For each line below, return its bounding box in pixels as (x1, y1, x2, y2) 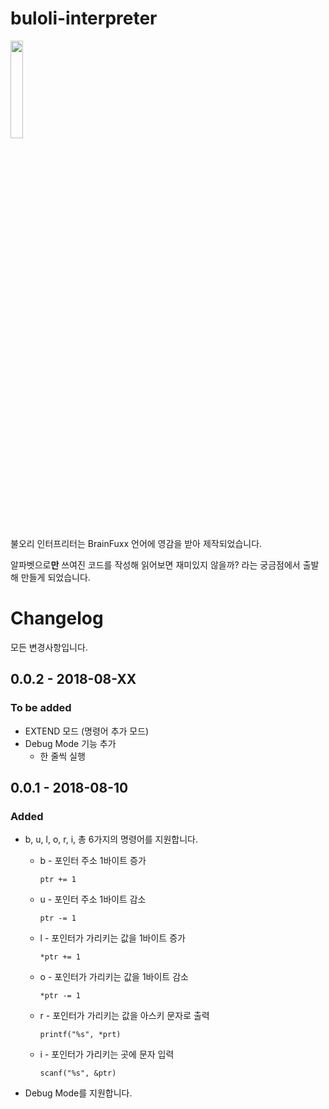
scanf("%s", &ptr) (39, 1068, 117, 1079)
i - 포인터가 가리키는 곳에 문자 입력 (39, 1048, 175, 1061)
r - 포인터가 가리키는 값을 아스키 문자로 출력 (39, 1010, 210, 1022)
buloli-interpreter (10, 7, 158, 30)
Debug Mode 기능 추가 (24, 737, 117, 749)
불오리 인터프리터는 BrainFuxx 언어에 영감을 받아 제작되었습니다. (10, 537, 263, 549)
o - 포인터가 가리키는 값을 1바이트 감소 (39, 971, 189, 983)
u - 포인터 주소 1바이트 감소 (39, 893, 147, 906)
